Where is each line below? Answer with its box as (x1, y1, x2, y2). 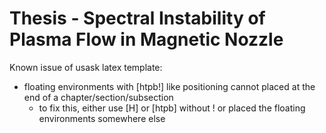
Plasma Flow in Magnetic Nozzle (9, 28, 284, 51)
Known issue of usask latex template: (9, 61, 163, 73)
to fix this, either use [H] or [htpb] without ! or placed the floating (38, 102, 306, 114)
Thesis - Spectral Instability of (9, 7, 266, 30)
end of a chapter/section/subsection (23, 91, 174, 103)
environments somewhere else (38, 112, 166, 124)
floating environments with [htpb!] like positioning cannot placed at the (23, 80, 316, 92)
